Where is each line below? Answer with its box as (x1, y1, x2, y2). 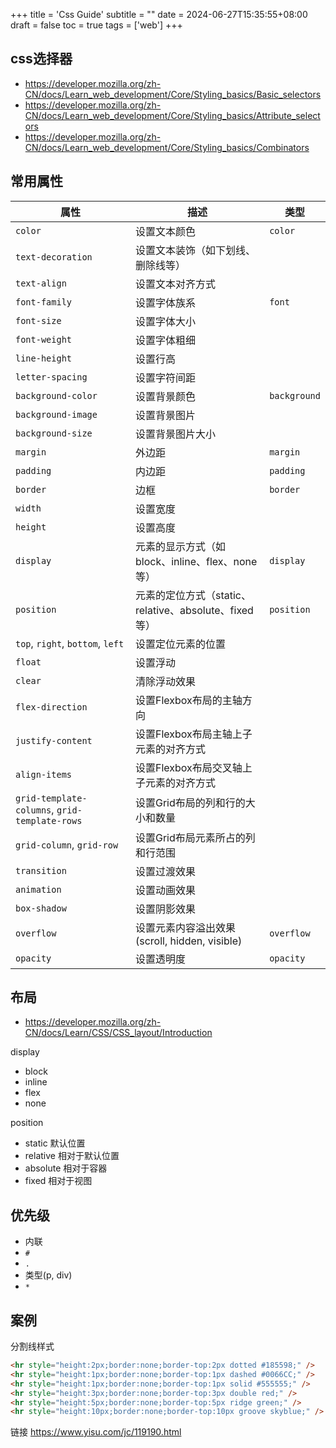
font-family (15, 296, 73, 308)
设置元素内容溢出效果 (134, 920, 236, 934)
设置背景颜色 (134, 389, 196, 403)
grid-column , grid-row (15, 837, 119, 851)
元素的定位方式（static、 (134, 588, 252, 602)
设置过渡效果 (134, 864, 196, 878)
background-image (15, 409, 98, 420)
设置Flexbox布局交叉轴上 (134, 760, 253, 774)
